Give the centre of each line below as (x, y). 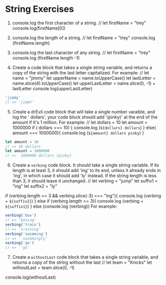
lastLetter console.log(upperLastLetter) (52, 88)
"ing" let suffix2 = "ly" (35, 186)
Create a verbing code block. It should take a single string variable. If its (86, 165)
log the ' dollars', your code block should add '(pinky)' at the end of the (85, 117)
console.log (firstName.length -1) (46, 57)
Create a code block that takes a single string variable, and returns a (82, 67)
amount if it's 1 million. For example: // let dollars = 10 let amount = (80, 122)
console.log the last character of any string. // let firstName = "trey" (81, 53)
